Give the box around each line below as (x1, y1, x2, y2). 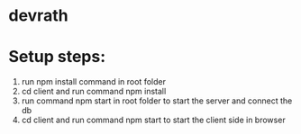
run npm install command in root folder (21, 76, 166, 87)
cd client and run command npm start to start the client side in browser (21, 114, 286, 126)
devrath (8, 5, 68, 26)
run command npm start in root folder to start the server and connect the (21, 95, 293, 106)
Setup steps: (8, 47, 106, 67)
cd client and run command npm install (21, 86, 167, 97)
